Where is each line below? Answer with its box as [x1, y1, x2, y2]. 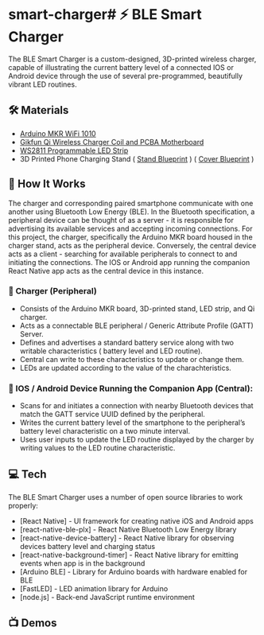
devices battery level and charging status [19, 541, 156, 551]
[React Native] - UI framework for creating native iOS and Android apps [19, 516, 254, 525]
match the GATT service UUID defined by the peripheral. [19, 410, 205, 419]
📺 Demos [8, 617, 57, 630]
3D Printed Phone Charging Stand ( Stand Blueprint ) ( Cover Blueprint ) [19, 154, 254, 163]
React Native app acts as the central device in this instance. [8, 266, 204, 275]
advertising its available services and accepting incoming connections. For [8, 224, 253, 233]
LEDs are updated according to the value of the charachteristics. [19, 363, 232, 372]
